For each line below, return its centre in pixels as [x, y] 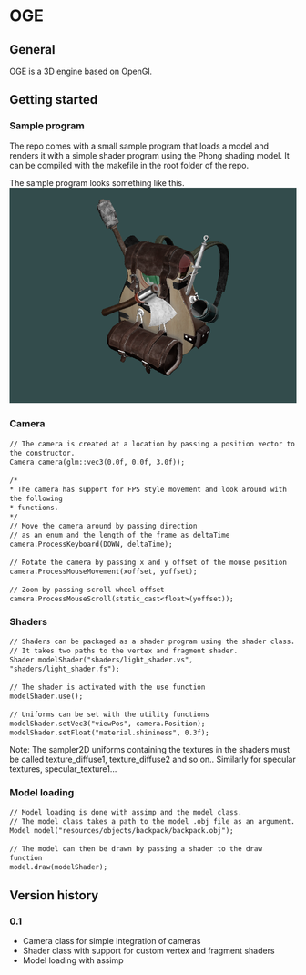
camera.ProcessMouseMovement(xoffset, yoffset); [103, 571]
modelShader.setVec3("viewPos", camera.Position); [107, 724]
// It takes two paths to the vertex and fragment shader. [124, 651]
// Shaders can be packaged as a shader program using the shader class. [153, 641]
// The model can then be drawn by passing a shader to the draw [136, 849]
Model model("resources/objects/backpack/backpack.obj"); [122, 831]
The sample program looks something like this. [97, 182]
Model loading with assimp [73, 960]
